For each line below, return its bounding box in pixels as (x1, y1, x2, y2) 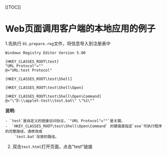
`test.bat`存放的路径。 (14, 134, 59, 139)
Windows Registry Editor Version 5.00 (5, 50, 86, 55)
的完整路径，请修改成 (5, 129, 42, 134)
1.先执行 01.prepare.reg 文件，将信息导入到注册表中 (5, 40, 111, 46)
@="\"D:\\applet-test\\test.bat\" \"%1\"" (5, 98, 95, 103)
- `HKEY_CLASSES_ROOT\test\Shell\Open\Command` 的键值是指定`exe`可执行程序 (5, 124, 163, 129)
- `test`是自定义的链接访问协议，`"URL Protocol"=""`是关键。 (5, 118, 125, 123)
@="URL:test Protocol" (5, 68, 52, 73)
